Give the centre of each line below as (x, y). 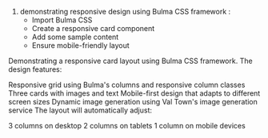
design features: (35, 69)
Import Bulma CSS (62, 20)
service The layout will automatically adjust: (80, 110)
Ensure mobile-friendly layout (80, 45)
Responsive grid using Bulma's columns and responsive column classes (127, 85)
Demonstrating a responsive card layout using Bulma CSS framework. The (131, 61)
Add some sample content (75, 37)
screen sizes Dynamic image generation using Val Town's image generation (133, 102)
